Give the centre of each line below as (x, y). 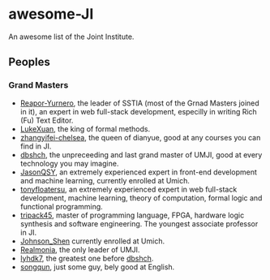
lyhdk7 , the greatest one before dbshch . (87, 258)
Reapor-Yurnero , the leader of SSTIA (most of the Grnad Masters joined (139, 103)
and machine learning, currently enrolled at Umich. (105, 180)
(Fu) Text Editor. (47, 120)
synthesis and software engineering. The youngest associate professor (139, 223)
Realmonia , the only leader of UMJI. (80, 249)
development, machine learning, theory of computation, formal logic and (141, 198)
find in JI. (36, 146)
